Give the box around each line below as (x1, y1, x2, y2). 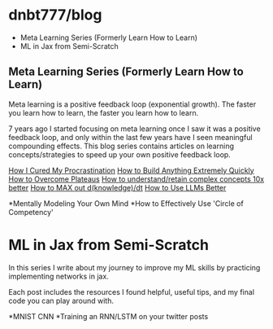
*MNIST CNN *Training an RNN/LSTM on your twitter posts (8, 311, 209, 321)
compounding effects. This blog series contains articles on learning (8, 141, 234, 151)
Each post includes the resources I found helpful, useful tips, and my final (8, 287, 254, 296)
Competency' (8, 207, 54, 217)
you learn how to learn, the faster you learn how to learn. (8, 107, 199, 117)
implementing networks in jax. (8, 271, 110, 281)
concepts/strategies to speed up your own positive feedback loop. (8, 149, 232, 160)
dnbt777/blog (8, 6, 102, 24)
